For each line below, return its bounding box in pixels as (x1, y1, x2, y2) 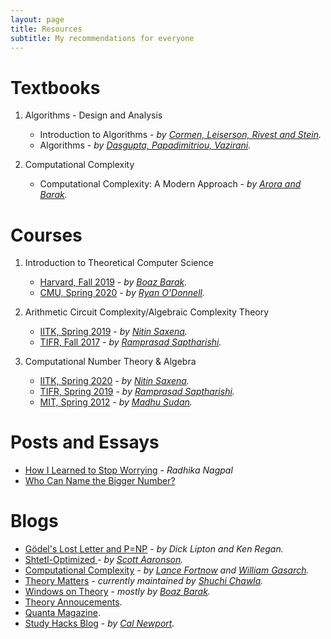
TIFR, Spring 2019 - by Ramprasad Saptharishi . (39, 386, 235, 398)
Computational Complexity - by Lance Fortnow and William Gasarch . (24, 564, 310, 576)
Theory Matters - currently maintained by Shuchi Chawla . (24, 575, 264, 587)
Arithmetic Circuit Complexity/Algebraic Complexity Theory (24, 306, 270, 318)
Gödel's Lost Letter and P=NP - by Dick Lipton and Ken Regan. (24, 543, 284, 555)
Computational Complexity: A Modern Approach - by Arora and (39, 178, 302, 190)
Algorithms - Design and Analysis (24, 109, 163, 121)
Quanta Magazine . (24, 607, 101, 619)
